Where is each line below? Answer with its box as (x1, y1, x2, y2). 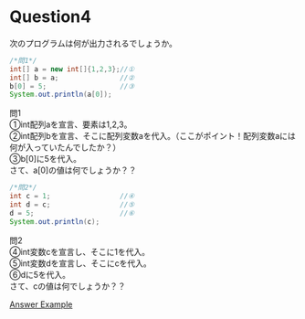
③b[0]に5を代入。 (9, 154, 82, 165)
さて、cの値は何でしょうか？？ (9, 281, 126, 292)
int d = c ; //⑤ (9, 200, 135, 209)
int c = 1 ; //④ (9, 192, 135, 201)
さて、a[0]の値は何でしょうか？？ (9, 165, 137, 175)
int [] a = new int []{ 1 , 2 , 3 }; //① (9, 64, 135, 74)
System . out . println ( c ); (9, 217, 100, 226)
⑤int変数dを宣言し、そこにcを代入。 (9, 258, 152, 269)
